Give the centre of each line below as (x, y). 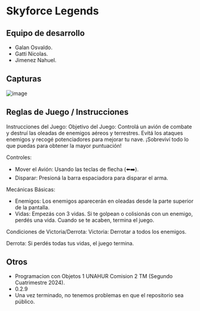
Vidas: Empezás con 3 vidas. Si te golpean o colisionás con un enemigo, (104, 214)
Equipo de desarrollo (46, 33)
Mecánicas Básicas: (31, 189)
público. (25, 302)
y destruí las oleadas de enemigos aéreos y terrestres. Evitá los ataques (95, 133)
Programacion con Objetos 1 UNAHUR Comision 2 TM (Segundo (94, 276)
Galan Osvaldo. (33, 47)
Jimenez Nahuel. (36, 60)
